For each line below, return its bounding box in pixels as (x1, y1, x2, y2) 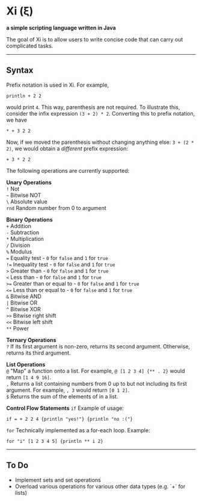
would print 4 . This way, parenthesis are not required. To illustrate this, (6, 104, 180, 111)
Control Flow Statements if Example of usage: (6, 404, 124, 412)
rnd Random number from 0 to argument (6, 204, 106, 211)
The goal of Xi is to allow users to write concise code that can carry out (6, 36, 183, 43)
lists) (14, 489, 27, 496)
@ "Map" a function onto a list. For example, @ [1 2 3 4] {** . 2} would (6, 367, 185, 374)
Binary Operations (6, 215, 53, 223)
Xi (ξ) (6, 4, 34, 18)
